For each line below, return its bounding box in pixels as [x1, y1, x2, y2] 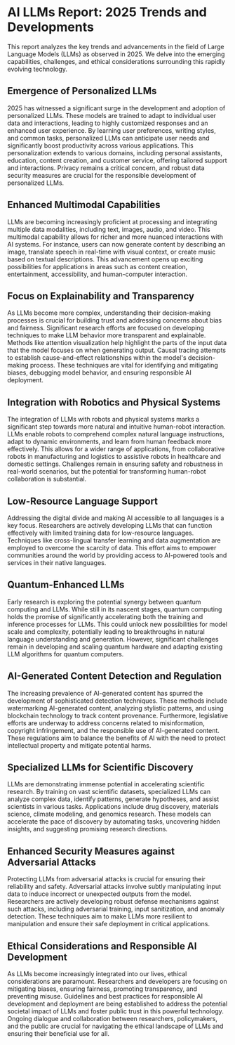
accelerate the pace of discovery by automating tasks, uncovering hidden [7, 817, 221, 826]
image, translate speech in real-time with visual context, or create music [7, 247, 216, 256]
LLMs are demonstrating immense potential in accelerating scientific [7, 780, 206, 788]
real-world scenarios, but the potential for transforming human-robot [7, 467, 206, 476]
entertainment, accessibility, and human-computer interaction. [7, 270, 188, 278]
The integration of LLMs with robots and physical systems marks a [7, 415, 200, 424]
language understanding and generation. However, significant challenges [7, 635, 219, 643]
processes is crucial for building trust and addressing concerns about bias [7, 316, 222, 325]
